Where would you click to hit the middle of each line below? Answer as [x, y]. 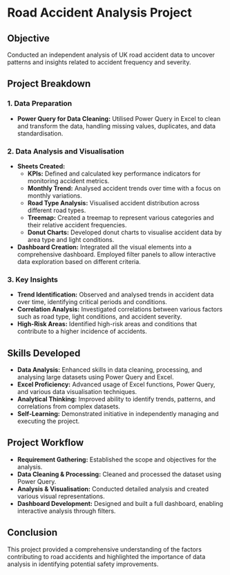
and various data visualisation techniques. [77, 392]
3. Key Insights [33, 279]
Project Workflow [46, 443]
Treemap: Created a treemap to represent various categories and [121, 217]
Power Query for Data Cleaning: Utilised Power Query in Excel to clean [119, 118]
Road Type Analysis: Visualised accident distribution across [114, 202]
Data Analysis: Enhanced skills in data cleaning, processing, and [109, 370]
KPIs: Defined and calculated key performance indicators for [114, 173]
